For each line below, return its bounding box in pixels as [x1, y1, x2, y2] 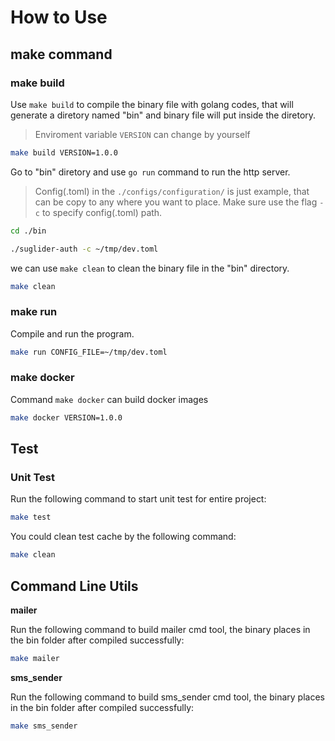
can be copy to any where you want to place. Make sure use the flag [34, 196, 318, 208]
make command [10, 46, 113, 63]
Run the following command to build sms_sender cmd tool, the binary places [10, 691, 325, 703]
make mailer [10, 653, 60, 663]
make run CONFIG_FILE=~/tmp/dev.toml [10, 347, 168, 357]
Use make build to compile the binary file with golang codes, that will [10, 98, 294, 110]
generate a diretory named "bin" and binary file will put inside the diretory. [10, 109, 317, 121]
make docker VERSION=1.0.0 [10, 412, 123, 423]
